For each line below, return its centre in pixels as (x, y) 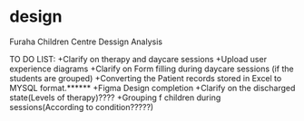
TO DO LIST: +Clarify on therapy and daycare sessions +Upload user (138, 59)
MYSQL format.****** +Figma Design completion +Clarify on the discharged (152, 88)
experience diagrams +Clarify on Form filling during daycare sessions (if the (152, 69)
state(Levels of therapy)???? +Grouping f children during (115, 98)
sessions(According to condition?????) (82, 107)
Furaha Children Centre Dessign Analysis (86, 42)
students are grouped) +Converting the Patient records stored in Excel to (146, 78)
